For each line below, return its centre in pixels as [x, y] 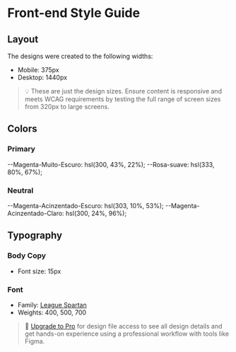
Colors [22, 129]
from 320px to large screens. [67, 107]
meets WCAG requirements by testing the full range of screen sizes [123, 99]
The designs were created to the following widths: [80, 56]
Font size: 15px [39, 271]
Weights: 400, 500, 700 [52, 312]
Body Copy [27, 256]
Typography [35, 235]
